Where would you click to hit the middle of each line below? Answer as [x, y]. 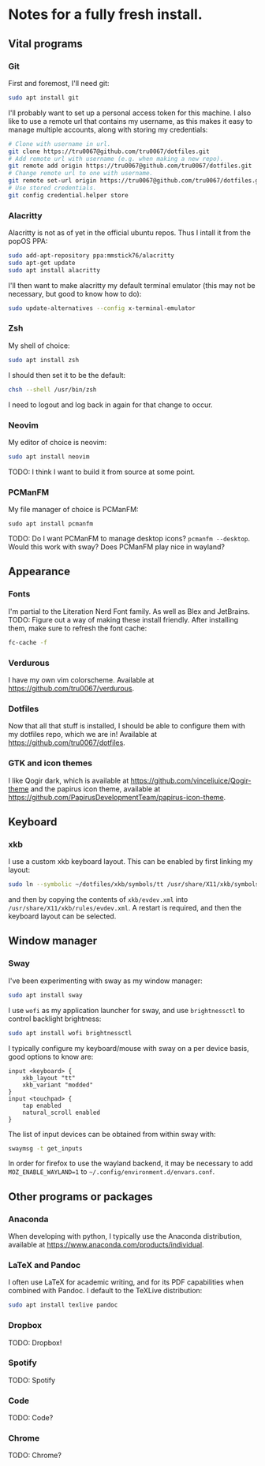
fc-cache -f [28, 642]
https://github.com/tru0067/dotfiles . [67, 742]
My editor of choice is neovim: [58, 442]
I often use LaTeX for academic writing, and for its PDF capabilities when [126, 1282]
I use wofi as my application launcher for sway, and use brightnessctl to [127, 1010]
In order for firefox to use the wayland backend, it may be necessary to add [131, 1163]
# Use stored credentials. [52, 188]
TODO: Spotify [32, 1380]
